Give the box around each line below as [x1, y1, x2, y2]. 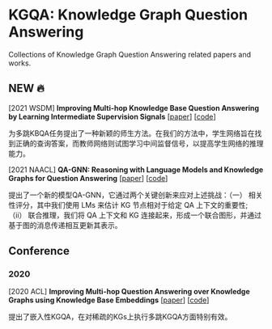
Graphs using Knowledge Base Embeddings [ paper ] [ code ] [8, 295, 210, 305]
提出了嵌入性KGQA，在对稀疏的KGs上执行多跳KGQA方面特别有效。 [8, 312, 232, 322]
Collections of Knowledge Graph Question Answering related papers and [8, 49, 252, 59]
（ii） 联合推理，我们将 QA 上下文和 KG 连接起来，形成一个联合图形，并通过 [8, 210, 261, 220]
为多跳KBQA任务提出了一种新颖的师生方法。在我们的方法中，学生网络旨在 [8, 128, 255, 138]
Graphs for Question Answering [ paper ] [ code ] [8, 173, 168, 183]
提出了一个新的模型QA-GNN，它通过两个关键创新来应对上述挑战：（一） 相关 [8, 190, 263, 200]
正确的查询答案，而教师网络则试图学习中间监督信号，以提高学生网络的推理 [15, 138, 264, 148]
